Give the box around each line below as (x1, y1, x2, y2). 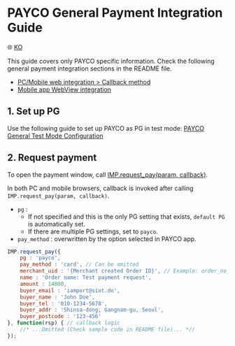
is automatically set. (27, 219, 86, 228)
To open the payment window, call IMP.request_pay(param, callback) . (7, 170, 208, 179)
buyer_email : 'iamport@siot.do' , (20, 287, 120, 294)
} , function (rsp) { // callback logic (7, 319, 120, 326)
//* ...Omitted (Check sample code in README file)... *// (20, 326, 196, 333)
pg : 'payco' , (20, 254, 61, 261)
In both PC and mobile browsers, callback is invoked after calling (7, 184, 194, 192)
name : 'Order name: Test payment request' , (20, 274, 152, 281)
